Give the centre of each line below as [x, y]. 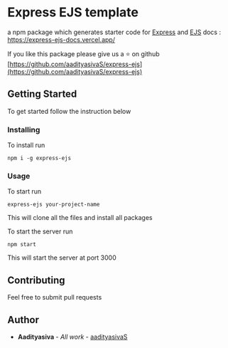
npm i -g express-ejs [39, 158]
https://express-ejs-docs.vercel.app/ [61, 39]
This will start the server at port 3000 [62, 258]
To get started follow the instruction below [69, 111]
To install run [26, 145]
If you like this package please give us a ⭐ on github [83, 53]
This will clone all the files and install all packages [80, 218]
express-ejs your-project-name [54, 205]
